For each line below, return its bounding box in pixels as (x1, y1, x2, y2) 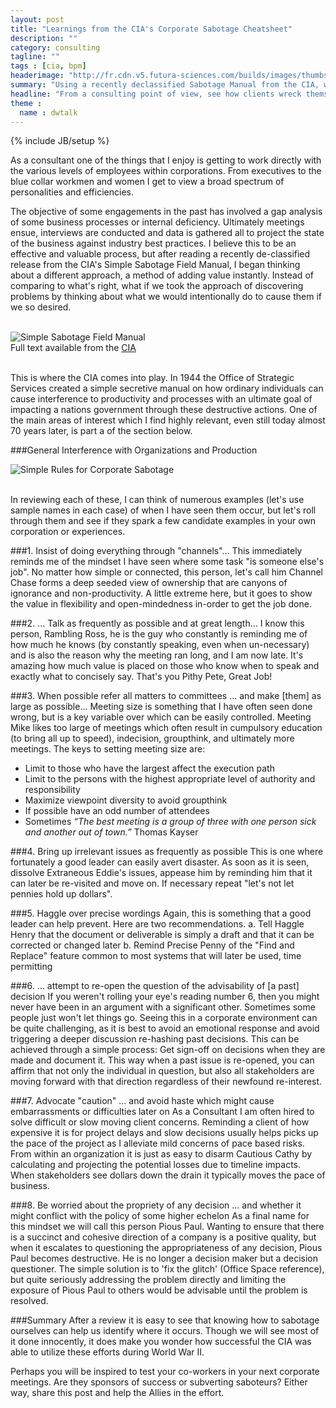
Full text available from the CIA (10, 342, 137, 354)
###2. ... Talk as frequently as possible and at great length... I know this (10, 617, 305, 630)
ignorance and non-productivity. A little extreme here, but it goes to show (10, 587, 313, 600)
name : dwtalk (19, 107, 78, 118)
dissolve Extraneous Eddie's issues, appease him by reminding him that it (10, 867, 313, 879)
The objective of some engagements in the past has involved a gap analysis (10, 206, 323, 218)
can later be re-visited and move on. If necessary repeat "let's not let (10, 877, 295, 890)
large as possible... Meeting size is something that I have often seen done (10, 701, 313, 713)
